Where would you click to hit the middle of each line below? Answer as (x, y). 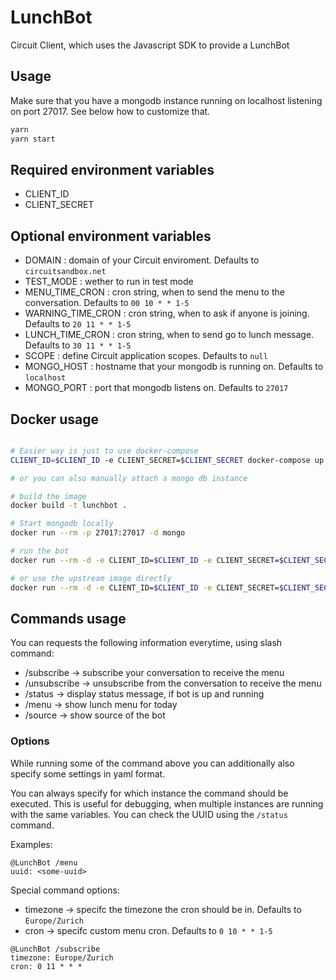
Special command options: (65, 890)
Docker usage (54, 419)
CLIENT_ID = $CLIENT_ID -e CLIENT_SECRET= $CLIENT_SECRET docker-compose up (167, 460)
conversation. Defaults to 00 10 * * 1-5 (107, 303)
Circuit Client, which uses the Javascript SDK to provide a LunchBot (150, 45)
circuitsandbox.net (65, 272)
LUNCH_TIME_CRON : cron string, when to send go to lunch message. (169, 335)
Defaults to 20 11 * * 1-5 (78, 324)
